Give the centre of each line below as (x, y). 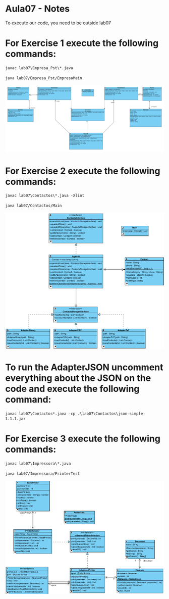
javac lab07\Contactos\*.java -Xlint (45, 196)
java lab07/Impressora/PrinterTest (43, 473)
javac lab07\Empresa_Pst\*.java (39, 68)
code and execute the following (72, 389)
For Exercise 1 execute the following (82, 43)
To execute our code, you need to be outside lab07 (58, 23)
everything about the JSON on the (78, 378)
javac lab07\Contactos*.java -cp (40, 414)
